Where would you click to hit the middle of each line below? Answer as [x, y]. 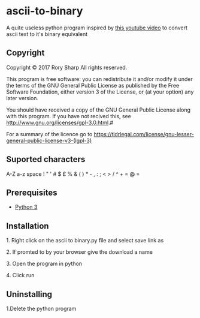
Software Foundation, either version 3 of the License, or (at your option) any [100, 92]
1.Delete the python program [41, 308]
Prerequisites [32, 192]
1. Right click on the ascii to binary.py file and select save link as [85, 241]
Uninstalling [29, 294]
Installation [28, 226]
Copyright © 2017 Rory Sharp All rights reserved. [67, 67]
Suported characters [46, 159]
